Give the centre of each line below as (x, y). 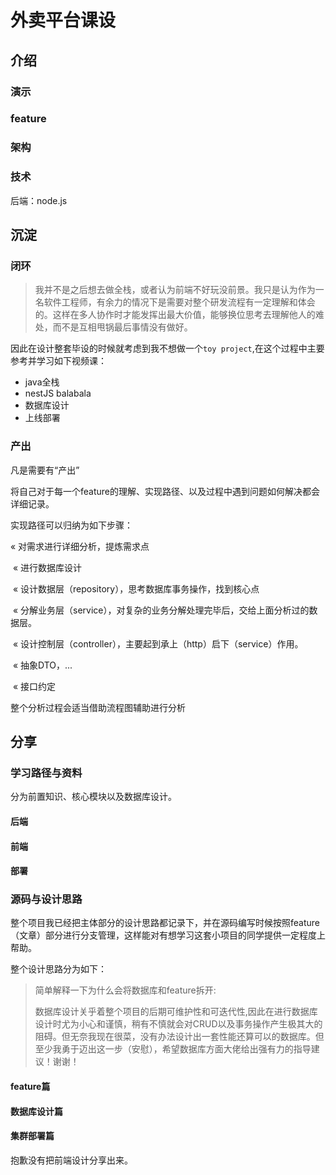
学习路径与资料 (46, 773)
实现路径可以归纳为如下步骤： (71, 525)
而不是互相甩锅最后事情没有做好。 (122, 327)
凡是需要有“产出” (45, 470)
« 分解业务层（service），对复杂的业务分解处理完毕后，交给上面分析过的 (161, 610)
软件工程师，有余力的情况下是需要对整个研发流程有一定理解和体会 (179, 302)
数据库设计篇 (36, 1111)
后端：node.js (39, 200)
